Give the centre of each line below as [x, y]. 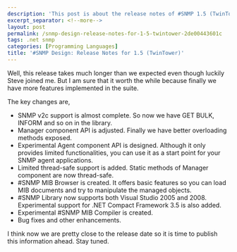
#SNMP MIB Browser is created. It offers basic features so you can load [122, 182]
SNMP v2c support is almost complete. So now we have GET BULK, [116, 115]
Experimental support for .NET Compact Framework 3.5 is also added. [120, 205]
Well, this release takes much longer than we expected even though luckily [116, 73]
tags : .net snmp [31, 40]
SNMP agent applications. [55, 160]
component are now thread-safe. [66, 175]
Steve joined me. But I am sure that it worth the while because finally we [112, 80]
